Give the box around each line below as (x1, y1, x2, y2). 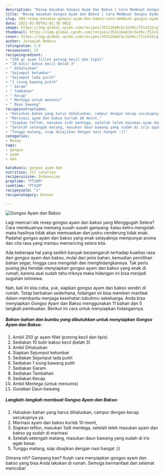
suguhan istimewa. (5, 275, 43, 281)
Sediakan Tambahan (12, 370, 54, 376)
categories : (5, 134, 30, 139)
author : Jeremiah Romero (5, 39, 56, 44)
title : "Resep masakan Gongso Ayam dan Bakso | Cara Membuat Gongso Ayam (5, 12, 159, 17)
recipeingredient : (5, 52, 43, 57)
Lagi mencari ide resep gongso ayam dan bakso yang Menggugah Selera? (5, 219, 155, 225)
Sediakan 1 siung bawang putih (12, 360, 75, 365)
